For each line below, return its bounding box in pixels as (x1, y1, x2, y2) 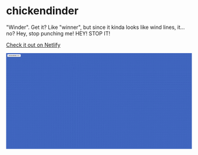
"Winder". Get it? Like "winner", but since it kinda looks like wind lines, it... (6, 24, 185, 31)
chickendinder (6, 4, 79, 18)
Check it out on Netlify (6, 41, 61, 48)
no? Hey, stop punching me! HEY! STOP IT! (6, 29, 111, 37)
